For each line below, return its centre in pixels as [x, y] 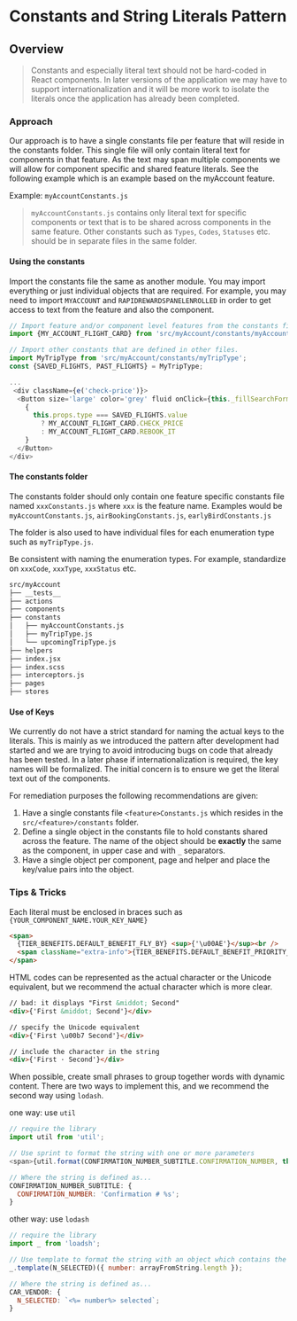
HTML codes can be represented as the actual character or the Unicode [141, 978]
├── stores [29, 692]
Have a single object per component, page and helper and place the [146, 860]
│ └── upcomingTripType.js [63, 642]
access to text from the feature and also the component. [112, 309]
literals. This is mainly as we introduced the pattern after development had [145, 741]
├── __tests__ [35, 593]
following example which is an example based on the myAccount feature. [142, 178]
